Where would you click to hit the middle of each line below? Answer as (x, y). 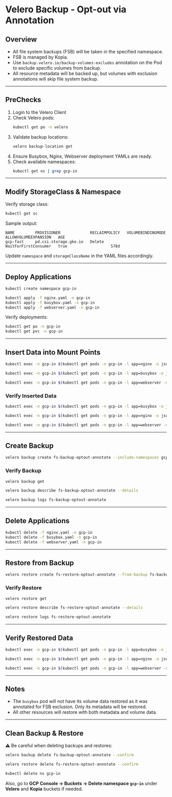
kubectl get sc (21, 214)
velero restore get (26, 599)
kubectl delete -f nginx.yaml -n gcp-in (49, 533)
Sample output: (21, 223)
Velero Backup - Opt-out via (66, 10)
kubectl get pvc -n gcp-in (34, 331)
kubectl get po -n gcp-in (33, 327)
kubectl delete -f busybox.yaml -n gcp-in (51, 537)
